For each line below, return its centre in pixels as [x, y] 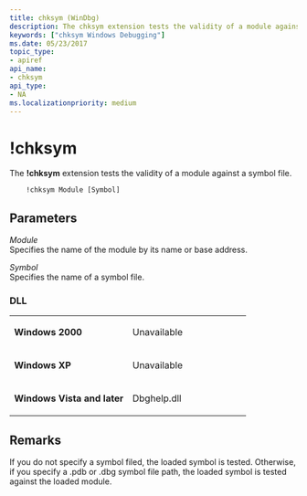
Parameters [43, 218]
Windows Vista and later [69, 398]
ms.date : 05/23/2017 [49, 43]
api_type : [28, 86]
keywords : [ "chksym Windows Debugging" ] [88, 35]
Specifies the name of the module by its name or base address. [129, 250]
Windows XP [42, 365]
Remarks [36, 440]
